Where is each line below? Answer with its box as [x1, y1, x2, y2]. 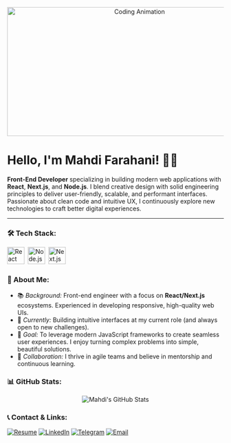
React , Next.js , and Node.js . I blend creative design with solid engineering [7, 182, 219, 191]
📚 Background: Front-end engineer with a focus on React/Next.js [16, 291, 205, 299]
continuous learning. [16, 359, 76, 367]
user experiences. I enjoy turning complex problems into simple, [16, 337, 199, 346]
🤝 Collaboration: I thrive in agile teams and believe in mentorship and [16, 352, 212, 360]
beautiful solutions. [16, 345, 72, 353]
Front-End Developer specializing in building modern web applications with [7, 175, 221, 183]
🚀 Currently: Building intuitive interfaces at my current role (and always [16, 316, 218, 324]
